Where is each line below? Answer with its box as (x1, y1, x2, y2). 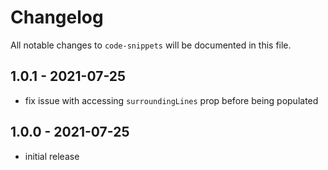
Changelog (10, 6, 104, 29)
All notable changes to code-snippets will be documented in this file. (10, 39, 292, 51)
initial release (24, 150, 80, 162)
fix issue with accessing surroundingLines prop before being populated (24, 94, 319, 106)
